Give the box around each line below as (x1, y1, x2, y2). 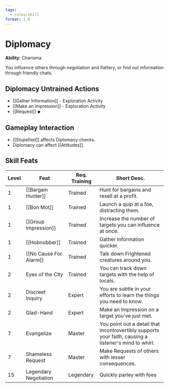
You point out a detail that (100, 320, 160, 327)
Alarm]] (26, 256, 44, 264)
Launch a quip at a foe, (100, 200, 153, 207)
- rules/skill (10, 12, 39, 17)
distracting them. (100, 207, 140, 214)
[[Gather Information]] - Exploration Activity (12, 98, 103, 104)
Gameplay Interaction (5, 123, 74, 132)
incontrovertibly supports (100, 327, 159, 334)
